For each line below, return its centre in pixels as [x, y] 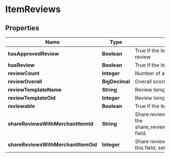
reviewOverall [25, 82]
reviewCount [24, 73]
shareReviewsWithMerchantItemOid [52, 145]
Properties [22, 28]
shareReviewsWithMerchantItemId [51, 124]
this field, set [150, 148]
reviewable [22, 106]
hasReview [21, 65]
